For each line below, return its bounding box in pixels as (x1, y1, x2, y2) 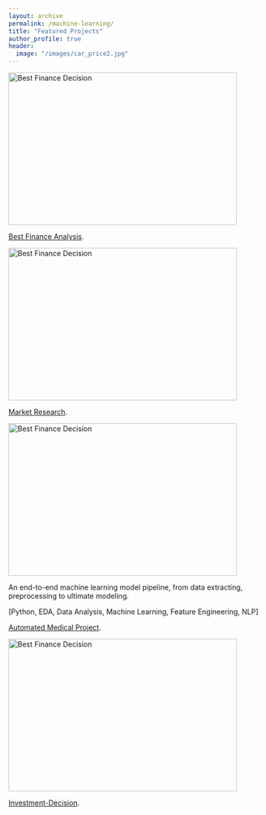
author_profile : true (8, 34, 82, 43)
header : (8, 42, 35, 50)
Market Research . (8, 407, 67, 416)
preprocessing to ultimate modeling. (8, 591, 130, 600)
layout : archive (8, 11, 63, 20)
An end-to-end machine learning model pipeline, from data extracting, (8, 582, 243, 592)
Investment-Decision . (8, 798, 80, 808)
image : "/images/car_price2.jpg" (15, 50, 129, 58)
